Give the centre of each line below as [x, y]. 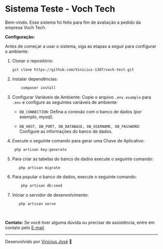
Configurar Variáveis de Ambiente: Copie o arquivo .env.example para [81, 97]
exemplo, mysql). [36, 117]
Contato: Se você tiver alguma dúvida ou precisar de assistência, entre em [80, 223]
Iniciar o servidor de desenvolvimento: [50, 195]
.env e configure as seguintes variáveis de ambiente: [65, 102]
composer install [38, 88]
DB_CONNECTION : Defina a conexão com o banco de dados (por [81, 111]
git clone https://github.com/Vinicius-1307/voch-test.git [73, 70]
